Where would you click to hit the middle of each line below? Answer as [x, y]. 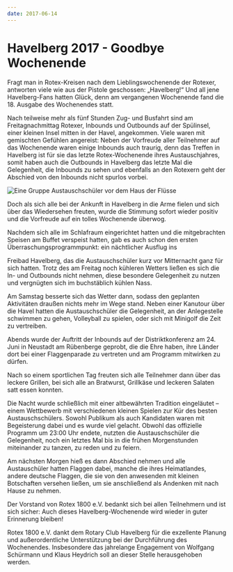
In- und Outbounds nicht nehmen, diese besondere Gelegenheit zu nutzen [114, 275]
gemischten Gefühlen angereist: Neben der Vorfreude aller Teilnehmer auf [114, 140]
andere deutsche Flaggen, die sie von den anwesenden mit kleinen [103, 476]
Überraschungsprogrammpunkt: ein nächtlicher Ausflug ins [92, 247]
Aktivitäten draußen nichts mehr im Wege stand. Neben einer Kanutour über [116, 303]
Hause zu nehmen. [34, 491]
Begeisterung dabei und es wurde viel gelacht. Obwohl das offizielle [105, 425]
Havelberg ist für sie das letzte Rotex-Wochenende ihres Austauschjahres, [114, 154]
